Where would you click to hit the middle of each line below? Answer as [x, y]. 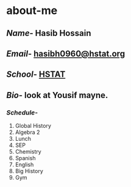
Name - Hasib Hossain [49, 33]
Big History [29, 171]
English [24, 164]
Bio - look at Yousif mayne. [57, 95]
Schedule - [22, 112]
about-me [32, 11]
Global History [33, 126]
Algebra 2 [27, 132]
